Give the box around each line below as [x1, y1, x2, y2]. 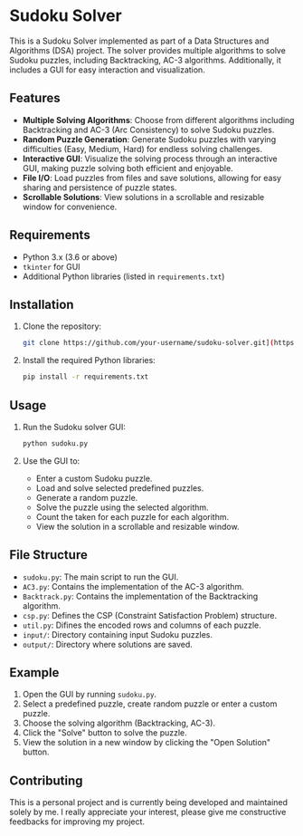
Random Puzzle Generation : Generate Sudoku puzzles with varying [22, 133, 277, 145]
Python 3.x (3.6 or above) [22, 251, 118, 263]
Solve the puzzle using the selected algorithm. [35, 502, 210, 513]
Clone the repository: [22, 321, 102, 332]
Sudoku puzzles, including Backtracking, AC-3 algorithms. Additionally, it [9, 54, 282, 65]
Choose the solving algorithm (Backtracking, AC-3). [22, 717, 215, 729]
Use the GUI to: [22, 455, 80, 466]
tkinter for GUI [22, 261, 80, 272]
